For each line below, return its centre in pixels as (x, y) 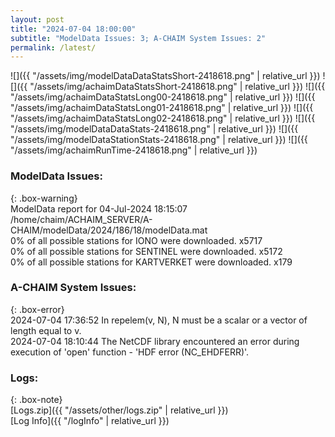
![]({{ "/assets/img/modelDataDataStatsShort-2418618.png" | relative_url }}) (165, 76)
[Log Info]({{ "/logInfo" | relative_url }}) (90, 421)
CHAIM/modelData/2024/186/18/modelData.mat (109, 230)
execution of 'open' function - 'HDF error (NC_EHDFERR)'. (130, 352)
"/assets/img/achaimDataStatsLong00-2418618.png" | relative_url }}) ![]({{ (163, 97)
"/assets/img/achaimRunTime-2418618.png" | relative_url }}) (134, 150)
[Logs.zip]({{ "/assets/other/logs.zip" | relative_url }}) (119, 410)
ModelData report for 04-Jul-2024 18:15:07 (99, 208)
